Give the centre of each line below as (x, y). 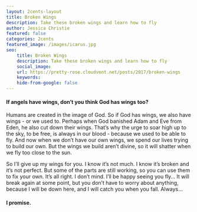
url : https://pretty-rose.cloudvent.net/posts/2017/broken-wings (99, 72)
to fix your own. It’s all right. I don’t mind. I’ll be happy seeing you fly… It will (98, 177)
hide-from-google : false (47, 83)
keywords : (29, 77)
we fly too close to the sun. (39, 153)
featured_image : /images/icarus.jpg (51, 45)
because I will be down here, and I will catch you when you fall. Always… (94, 189)
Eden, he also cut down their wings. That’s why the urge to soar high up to (96, 128)
